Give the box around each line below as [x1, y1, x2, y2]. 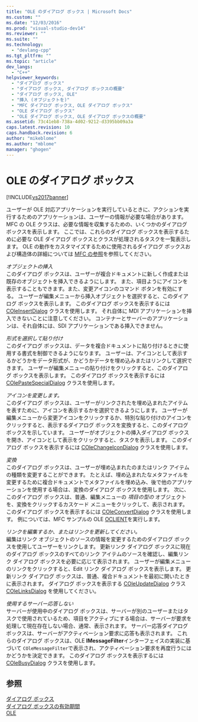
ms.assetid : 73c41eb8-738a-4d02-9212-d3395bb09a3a [6, 119, 134, 125]
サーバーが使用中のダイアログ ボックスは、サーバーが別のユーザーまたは [6, 608, 183, 615]
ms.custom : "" [6, 14, 41, 20]
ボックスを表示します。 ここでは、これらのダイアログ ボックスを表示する [6, 228, 184, 235]
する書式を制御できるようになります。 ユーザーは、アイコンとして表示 [11, 350, 183, 357]
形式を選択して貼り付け [6, 335, 63, 342]
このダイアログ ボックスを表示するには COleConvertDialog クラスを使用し [6, 508, 187, 516]
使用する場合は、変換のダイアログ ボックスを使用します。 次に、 [31, 486, 190, 493]
